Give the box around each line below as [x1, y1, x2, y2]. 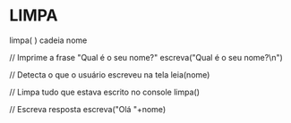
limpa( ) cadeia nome [9, 35, 88, 45]
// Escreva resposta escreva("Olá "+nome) [9, 103, 167, 114]
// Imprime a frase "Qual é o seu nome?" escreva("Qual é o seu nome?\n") [9, 52, 284, 62]
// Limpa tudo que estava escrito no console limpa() [9, 86, 200, 97]
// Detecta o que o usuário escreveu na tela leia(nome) [9, 69, 210, 80]
